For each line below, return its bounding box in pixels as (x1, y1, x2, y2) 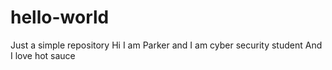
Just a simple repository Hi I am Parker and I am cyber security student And (10, 39, 323, 51)
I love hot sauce (10, 49, 76, 61)
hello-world (10, 6, 110, 29)
